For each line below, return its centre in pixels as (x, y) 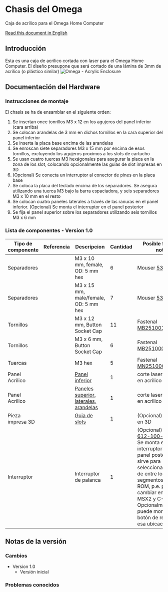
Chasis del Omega (44, 9)
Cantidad (121, 246)
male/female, (90, 298)
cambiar (147, 492)
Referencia (56, 246)
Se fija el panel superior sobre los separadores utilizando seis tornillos (85, 212)
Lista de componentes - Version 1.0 (49, 230)
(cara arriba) (25, 127)
